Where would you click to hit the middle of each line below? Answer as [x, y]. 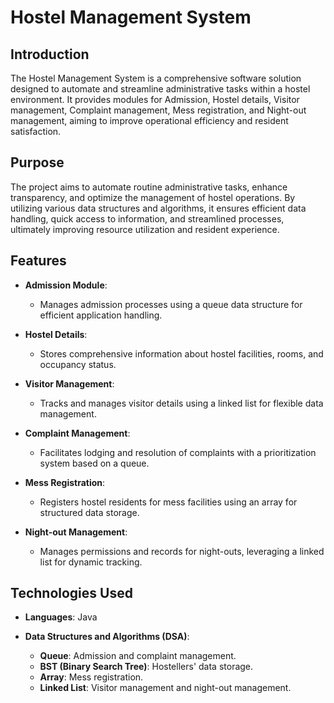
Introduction [50, 54]
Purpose [37, 162]
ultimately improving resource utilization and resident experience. [145, 229]
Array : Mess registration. [91, 677]
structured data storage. [89, 512]
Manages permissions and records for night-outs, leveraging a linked [182, 551]
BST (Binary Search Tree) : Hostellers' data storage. [146, 667]
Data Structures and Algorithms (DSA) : [107, 637]
